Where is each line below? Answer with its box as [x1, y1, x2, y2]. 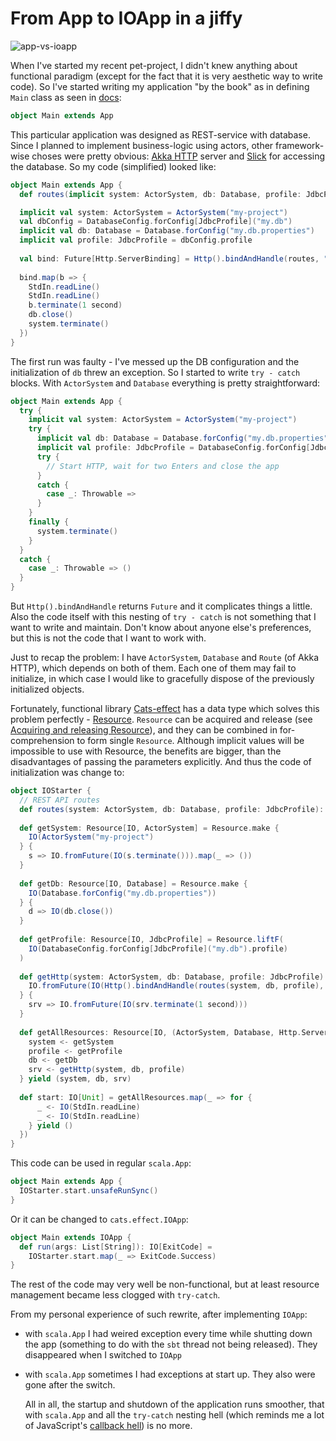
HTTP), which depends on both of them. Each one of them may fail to [10, 662, 297, 674]
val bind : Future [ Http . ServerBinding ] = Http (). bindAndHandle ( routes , [19, 253, 320, 264]
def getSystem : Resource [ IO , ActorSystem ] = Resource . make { [19, 823, 280, 833]
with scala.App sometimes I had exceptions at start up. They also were [24, 1368, 316, 1381]
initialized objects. [10, 683, 85, 696]
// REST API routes [19, 795, 101, 805]
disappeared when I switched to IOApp [24, 1349, 183, 1361]
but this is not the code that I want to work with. [10, 632, 207, 644]
